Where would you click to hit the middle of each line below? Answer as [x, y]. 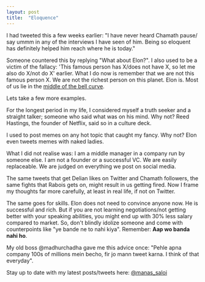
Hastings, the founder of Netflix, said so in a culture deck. [79, 123]
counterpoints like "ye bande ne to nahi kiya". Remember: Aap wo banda [98, 229]
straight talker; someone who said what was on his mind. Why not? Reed [98, 116]
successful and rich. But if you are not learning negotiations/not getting [96, 210]
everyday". [20, 261]
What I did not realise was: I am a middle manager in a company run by [96, 153]
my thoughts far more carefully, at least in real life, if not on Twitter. [91, 191]
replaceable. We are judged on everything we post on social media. [91, 166]
